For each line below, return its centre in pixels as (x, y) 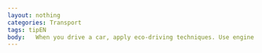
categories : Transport (44, 23)
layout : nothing (34, 15)
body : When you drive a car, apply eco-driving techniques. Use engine (131, 37)
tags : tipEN (27, 30)
